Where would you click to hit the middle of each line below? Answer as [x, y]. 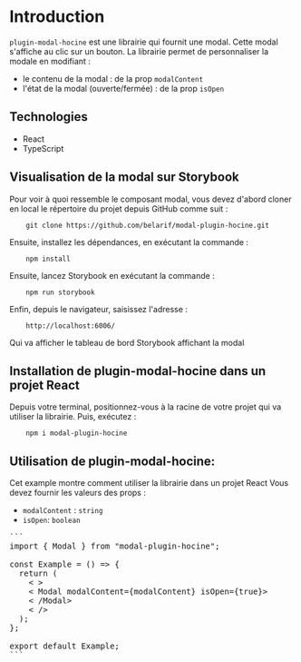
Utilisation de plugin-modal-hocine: [112, 461]
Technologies [49, 117]
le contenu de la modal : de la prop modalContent [113, 78]
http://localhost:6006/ [71, 326]
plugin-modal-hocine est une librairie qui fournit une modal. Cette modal [144, 42]
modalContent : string [63, 510]
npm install [48, 259]
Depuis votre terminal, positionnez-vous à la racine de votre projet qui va [146, 407]
